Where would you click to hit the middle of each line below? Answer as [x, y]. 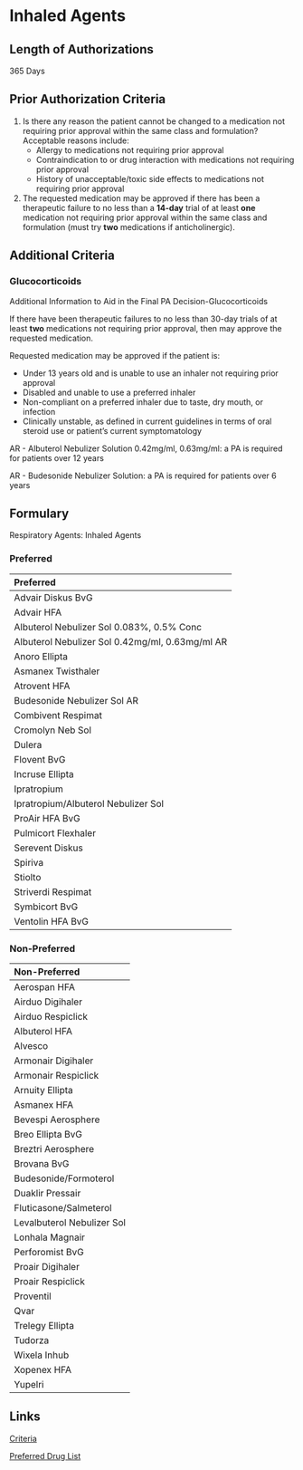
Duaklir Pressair [47, 1193]
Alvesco [31, 1045]
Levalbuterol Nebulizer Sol [70, 1222]
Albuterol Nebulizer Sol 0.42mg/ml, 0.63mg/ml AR [121, 641]
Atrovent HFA [42, 686]
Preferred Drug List [45, 1456]
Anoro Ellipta [41, 656]
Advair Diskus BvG [53, 597]
